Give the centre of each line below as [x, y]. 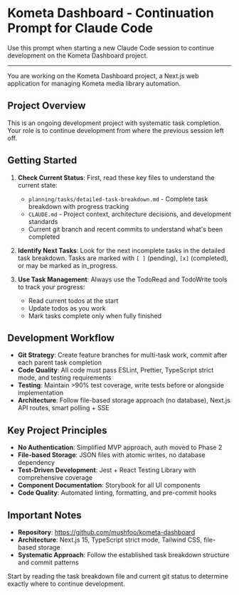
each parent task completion [59, 363]
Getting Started [42, 160]
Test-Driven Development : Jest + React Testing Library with [107, 470]
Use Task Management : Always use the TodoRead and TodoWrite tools [122, 279]
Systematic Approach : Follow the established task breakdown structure [123, 555]
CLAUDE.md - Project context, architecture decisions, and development [129, 214]
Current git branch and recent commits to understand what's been [126, 229]
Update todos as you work [67, 308]
